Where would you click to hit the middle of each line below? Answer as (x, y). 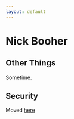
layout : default (26, 12)
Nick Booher (37, 41)
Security (22, 96)
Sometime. (19, 77)
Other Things (31, 63)
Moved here (20, 110)
